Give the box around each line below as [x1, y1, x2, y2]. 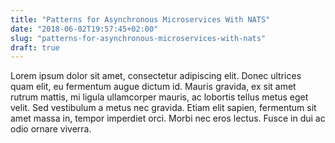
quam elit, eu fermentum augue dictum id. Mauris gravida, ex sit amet [10, 81, 297, 93]
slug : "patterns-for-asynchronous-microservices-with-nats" [10, 33, 267, 43]
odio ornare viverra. [10, 123, 92, 135]
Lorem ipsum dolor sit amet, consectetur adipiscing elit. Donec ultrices [10, 70, 302, 82]
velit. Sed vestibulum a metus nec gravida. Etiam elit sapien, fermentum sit [10, 102, 317, 114]
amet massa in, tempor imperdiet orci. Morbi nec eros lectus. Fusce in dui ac [10, 112, 326, 125]
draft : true [10, 42, 60, 53]
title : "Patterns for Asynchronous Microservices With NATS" [10, 14, 271, 25]
